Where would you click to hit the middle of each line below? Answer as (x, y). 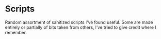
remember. (16, 32)
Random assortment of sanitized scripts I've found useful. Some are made (79, 22)
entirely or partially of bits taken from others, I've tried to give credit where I (80, 27)
